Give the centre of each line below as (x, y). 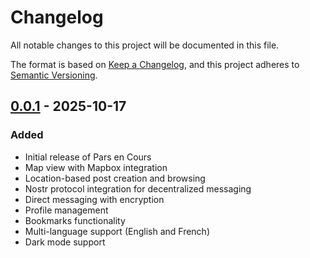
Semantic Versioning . (54, 75)
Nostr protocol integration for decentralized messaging (138, 188)
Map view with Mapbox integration (96, 167)
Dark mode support (65, 242)
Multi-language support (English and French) (117, 231)
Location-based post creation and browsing (115, 178)
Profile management (66, 210)
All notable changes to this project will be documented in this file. (145, 45)
